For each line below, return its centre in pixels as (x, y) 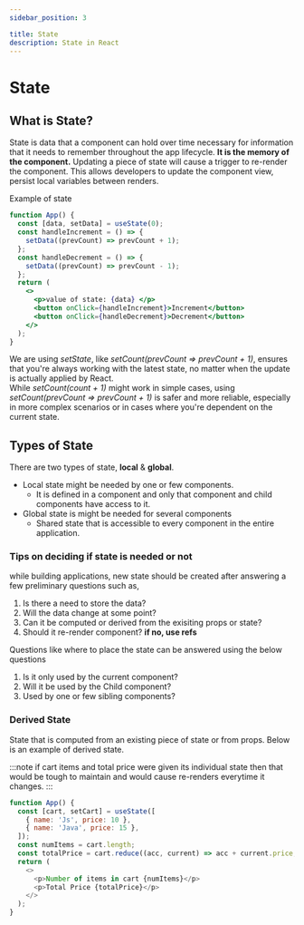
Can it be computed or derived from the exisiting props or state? (142, 623)
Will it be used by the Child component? (97, 686)
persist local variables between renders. (84, 181)
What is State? (51, 120)
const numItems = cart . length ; (76, 845)
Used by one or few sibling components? (99, 696)
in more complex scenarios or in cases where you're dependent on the (141, 407)
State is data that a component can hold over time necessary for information (152, 142)
